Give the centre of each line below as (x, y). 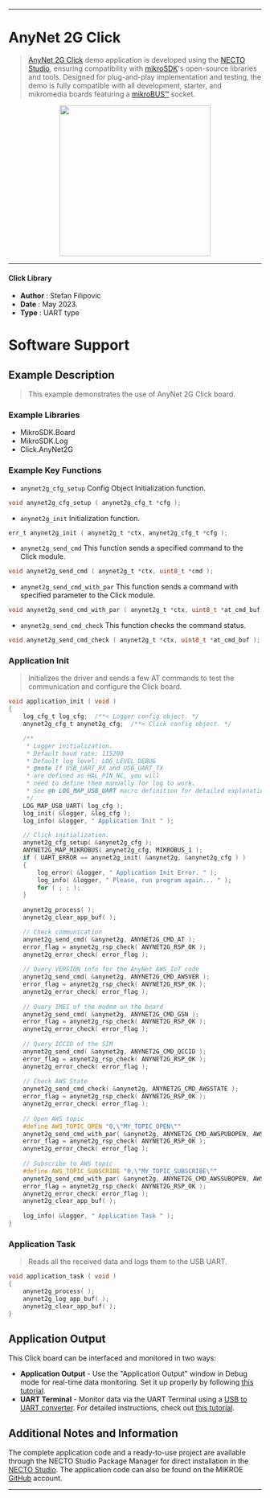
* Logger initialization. (70, 746)
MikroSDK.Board (47, 433)
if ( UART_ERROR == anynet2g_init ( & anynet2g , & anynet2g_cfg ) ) (135, 858)
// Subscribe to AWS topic (68, 1164)
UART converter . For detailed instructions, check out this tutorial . (127, 1408)
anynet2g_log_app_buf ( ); (66, 1299)
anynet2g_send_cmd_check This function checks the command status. (133, 626)
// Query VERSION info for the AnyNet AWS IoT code (111, 970)
